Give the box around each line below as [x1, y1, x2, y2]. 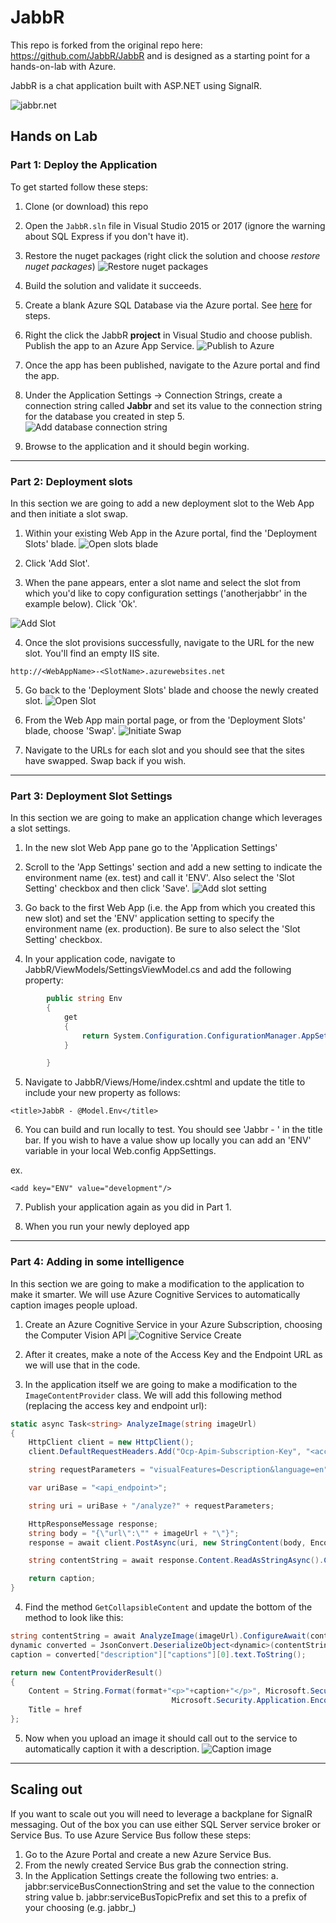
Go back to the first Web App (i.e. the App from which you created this [24, 902, 316, 914]
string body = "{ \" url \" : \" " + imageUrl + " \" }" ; [28, 1528, 240, 1538]
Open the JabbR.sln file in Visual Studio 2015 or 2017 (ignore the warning [24, 219, 326, 231]
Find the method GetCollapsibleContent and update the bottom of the [24, 1601, 313, 1613]
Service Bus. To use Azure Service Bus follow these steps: [10, 1829, 252, 1841]
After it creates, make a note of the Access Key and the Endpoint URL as [24, 1348, 323, 1360]
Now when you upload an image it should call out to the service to [24, 1732, 298, 1744]
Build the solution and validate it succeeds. [24, 279, 202, 291]
